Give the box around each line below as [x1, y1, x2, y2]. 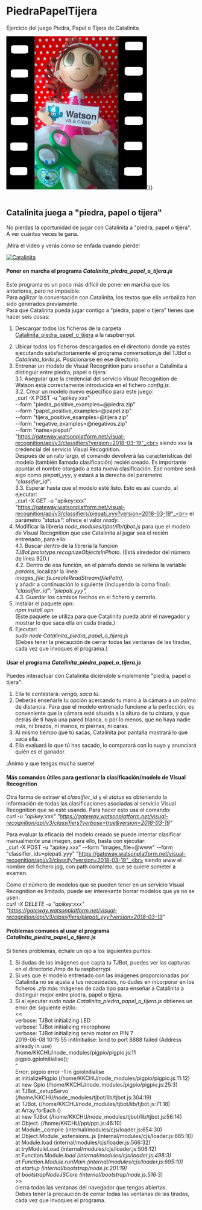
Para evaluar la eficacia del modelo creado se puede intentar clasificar [6, 831, 181, 838]
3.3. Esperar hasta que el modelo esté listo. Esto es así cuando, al [14, 484, 178, 491]
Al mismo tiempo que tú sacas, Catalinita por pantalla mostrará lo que [14, 729, 188, 736]
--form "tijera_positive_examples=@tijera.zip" [14, 413, 129, 421]
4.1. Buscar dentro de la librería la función [14, 542, 118, 549]
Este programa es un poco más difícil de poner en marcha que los [6, 281, 170, 288]
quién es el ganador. [14, 748, 66, 755]
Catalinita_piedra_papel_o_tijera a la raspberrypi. [14, 331, 136, 338]
